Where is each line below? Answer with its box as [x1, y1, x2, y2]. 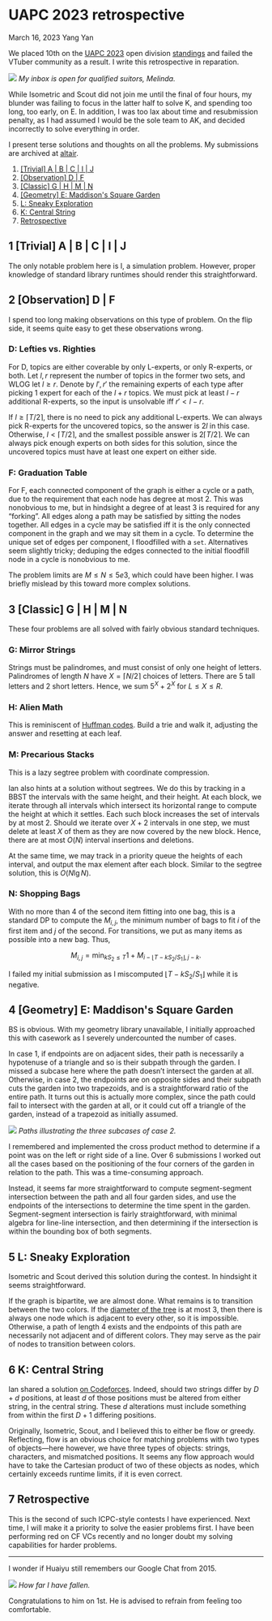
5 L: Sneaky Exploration [8, 1250, 131, 1264]
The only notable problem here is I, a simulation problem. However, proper [8, 261, 257, 270]
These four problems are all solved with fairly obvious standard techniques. [8, 624, 261, 633]
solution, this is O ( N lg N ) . [8, 867, 91, 878]
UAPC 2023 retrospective [8, 6, 185, 24]
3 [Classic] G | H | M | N [8, 603, 128, 616]
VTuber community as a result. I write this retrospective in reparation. [8, 57, 240, 67]
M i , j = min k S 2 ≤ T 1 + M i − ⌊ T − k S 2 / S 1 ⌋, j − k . [70, 950, 202, 963]
